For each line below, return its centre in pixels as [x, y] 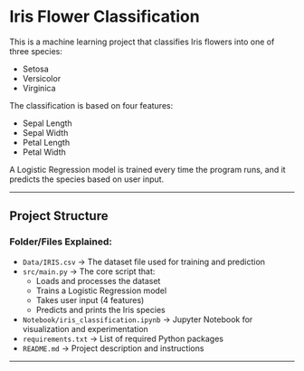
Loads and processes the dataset [98, 281]
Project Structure [59, 216]
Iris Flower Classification [105, 17]
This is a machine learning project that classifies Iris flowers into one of [142, 42]
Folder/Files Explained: [61, 242]
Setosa [36, 69]
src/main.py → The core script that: [89, 271]
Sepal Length [47, 123]
